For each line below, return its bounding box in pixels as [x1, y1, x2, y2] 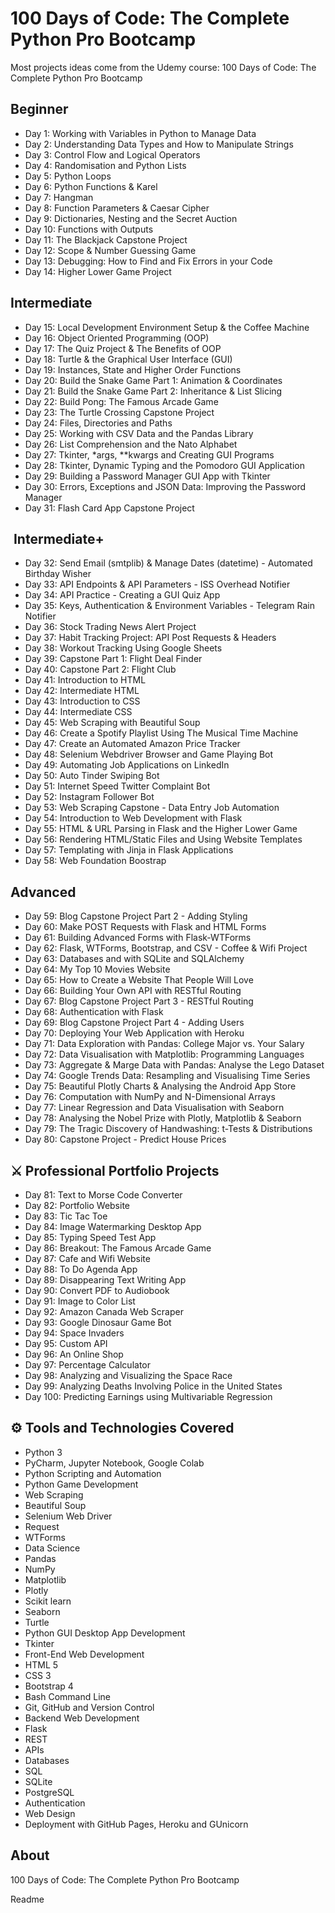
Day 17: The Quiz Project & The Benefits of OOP [24, 342, 222, 354]
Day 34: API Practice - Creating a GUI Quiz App [24, 589, 221, 601]
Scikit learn [24, 1595, 72, 1607]
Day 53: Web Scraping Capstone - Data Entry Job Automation [24, 802, 280, 814]
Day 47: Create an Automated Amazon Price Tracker [24, 738, 241, 750]
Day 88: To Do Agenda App [24, 1263, 138, 1275]
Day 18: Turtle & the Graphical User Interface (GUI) [24, 353, 233, 365]
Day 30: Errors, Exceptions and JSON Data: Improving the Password [24, 480, 307, 492]
